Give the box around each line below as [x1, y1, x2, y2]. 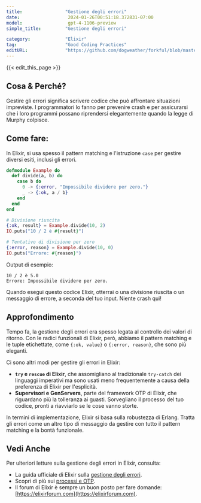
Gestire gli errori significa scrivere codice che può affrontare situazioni [6, 97, 181, 104]
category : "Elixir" [6, 37, 87, 43]
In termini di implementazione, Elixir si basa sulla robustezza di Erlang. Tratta [6, 414, 195, 421]
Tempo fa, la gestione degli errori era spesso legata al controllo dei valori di [6, 328, 193, 335]
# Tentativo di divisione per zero [6, 239, 95, 246]
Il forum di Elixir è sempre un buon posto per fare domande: [14, 484, 162, 491]
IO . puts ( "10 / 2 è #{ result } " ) [6, 228, 84, 234]
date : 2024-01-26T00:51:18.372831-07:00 [6, 14, 154, 20]
